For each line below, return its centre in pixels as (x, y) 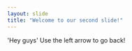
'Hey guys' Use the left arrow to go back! (66, 40)
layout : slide (28, 14)
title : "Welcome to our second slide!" (65, 20)
